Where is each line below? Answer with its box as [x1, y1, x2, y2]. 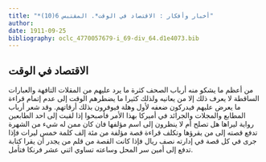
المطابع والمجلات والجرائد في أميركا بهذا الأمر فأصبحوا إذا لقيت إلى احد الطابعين [8, 111, 247, 120]
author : [8, 19, 35, 27]
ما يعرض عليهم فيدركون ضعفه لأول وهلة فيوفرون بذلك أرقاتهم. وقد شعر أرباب [8, 102, 241, 112]
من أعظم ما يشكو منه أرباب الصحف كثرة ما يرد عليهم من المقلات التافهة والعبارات [8, 85, 254, 95]
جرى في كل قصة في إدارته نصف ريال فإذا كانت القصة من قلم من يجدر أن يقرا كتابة [8, 136, 257, 146]
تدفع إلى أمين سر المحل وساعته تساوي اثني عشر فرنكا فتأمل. [8, 145, 194, 155]
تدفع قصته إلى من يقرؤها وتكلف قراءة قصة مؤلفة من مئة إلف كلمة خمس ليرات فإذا [8, 128, 258, 137]
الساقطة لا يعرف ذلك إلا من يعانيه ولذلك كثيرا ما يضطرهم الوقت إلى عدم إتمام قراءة [8, 94, 260, 103]
